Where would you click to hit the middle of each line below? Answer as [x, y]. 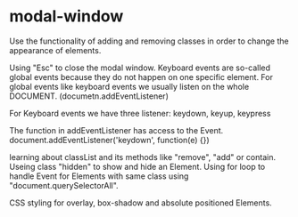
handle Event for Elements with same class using [99, 176]
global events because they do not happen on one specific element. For [141, 76]
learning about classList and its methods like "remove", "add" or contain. [143, 157]
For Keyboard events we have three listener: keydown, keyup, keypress [140, 113]
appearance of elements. [55, 50]
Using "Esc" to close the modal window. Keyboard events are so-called [140, 68]
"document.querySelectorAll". [64, 185]
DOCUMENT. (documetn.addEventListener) [89, 96]
